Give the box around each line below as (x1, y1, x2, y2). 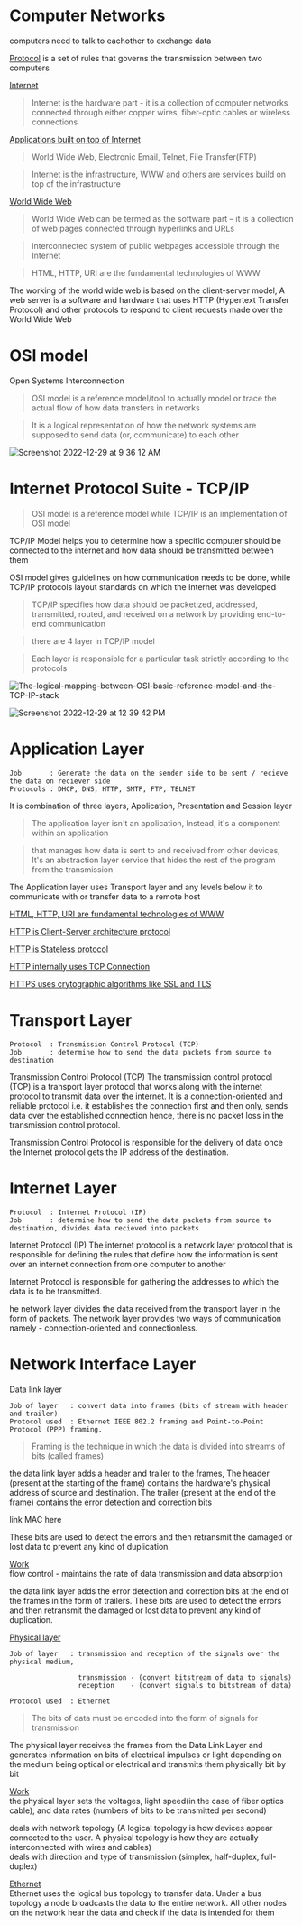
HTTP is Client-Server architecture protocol (9, 926, 171, 936)
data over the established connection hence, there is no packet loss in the (9, 1110, 284, 1120)
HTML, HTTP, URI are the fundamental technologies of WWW (31, 267, 261, 278)
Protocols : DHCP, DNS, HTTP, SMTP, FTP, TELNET (9, 784, 196, 794)
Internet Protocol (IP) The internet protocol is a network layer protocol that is (9, 1239, 293, 1250)
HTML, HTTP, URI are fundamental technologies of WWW (9, 908, 224, 919)
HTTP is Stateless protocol (9, 944, 109, 954)
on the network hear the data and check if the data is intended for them (9, 1907, 275, 1918)
